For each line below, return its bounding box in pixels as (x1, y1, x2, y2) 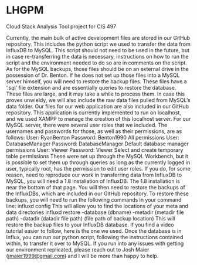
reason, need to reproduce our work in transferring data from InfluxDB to (6, 171, 182, 178)
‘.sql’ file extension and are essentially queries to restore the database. (6, 84, 176, 91)
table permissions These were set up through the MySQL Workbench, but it (6, 152, 189, 159)
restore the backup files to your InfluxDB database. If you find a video (6, 221, 174, 228)
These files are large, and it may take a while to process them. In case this (6, 90, 185, 97)
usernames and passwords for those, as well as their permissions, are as (6, 127, 182, 135)
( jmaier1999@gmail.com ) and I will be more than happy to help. (6, 252, 159, 259)
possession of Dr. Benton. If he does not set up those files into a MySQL (6, 72, 180, 79)
